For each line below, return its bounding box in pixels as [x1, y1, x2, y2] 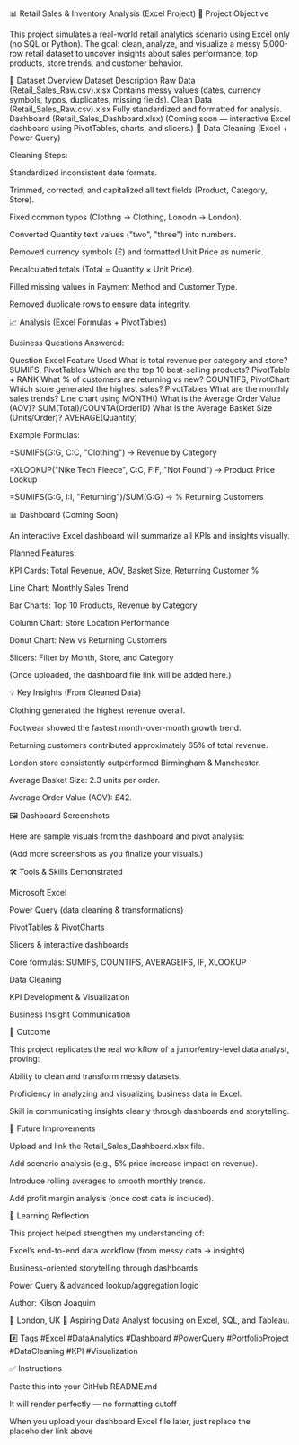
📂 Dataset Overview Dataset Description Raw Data [9, 76, 196, 85]
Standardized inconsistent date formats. [9, 167, 157, 178]
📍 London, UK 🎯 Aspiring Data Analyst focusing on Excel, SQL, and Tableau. [9, 1315, 290, 1325]
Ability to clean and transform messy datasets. [9, 1071, 181, 1082]
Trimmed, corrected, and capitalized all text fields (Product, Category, [9, 184, 268, 195]
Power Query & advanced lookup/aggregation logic [9, 1280, 199, 1290]
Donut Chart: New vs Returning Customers [9, 635, 168, 646]
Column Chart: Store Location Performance [9, 618, 170, 628]
